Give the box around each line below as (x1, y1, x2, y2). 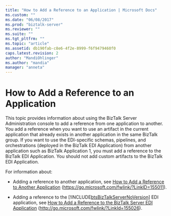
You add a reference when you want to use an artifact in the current (5, 126, 149, 132)
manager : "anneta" (5, 65, 45, 70)
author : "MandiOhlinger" (5, 55, 59, 61)
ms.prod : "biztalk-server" (5, 22, 63, 27)
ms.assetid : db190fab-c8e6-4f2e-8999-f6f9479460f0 (5, 46, 116, 51)
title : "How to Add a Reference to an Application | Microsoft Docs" (5, 7, 158, 13)
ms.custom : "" (5, 12, 36, 17)
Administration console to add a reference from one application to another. (5, 120, 163, 127)
